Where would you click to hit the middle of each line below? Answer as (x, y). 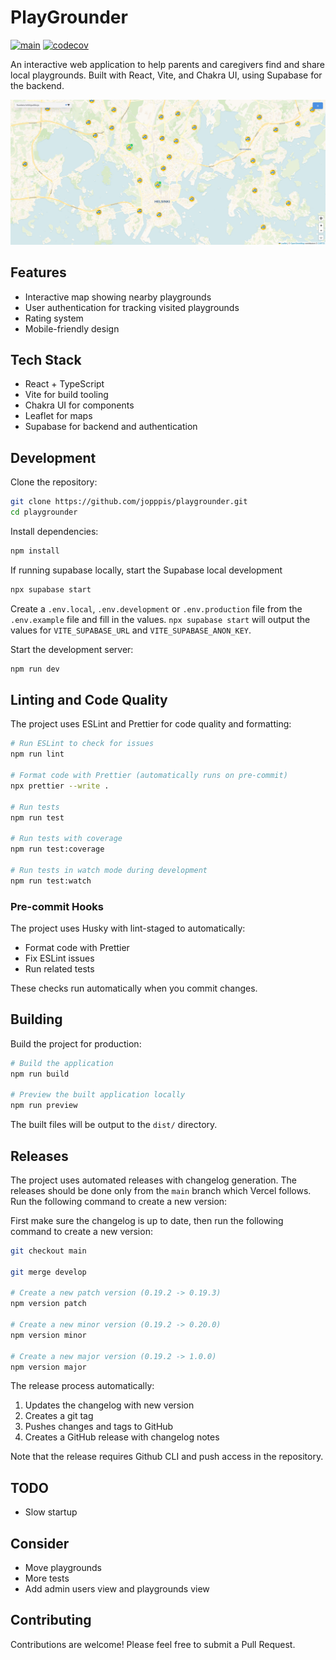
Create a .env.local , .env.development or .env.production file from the (156, 608)
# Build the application (62, 1063)
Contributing (51, 1620)
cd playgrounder (44, 512)
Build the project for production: (76, 1043)
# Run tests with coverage (66, 839)
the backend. (37, 85)
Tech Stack (46, 359)
